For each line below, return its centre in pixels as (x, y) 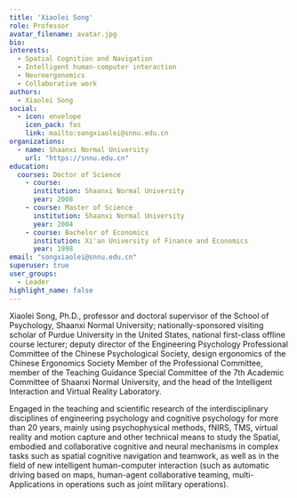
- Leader (33, 282)
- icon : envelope (49, 116)
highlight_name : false (51, 290)
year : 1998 (53, 249)
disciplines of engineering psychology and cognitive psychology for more (144, 418)
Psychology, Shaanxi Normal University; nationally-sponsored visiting (136, 325)
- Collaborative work (57, 84)
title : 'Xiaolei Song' (51, 17)
